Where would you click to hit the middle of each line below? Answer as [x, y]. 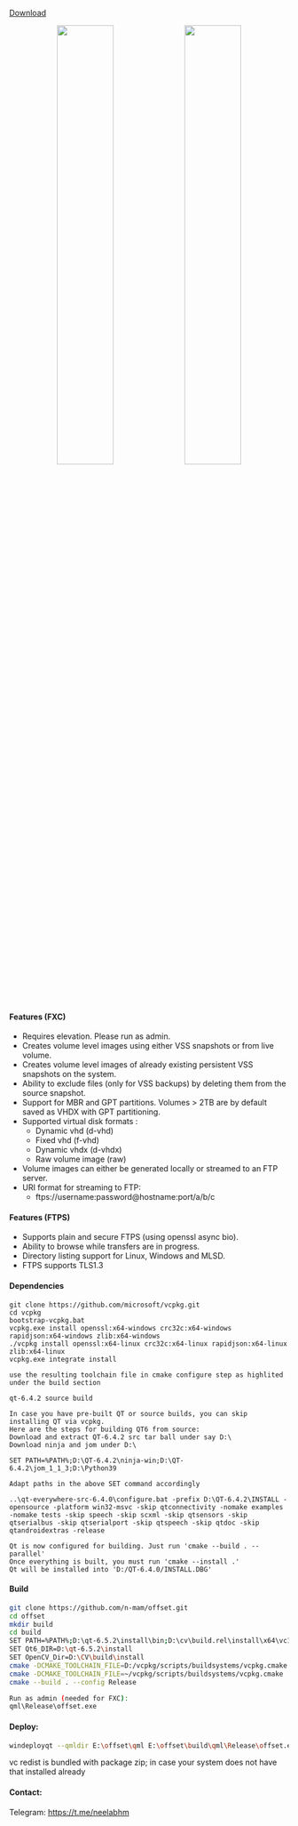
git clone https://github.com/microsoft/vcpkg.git [105, 1305]
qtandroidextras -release [57, 1530]
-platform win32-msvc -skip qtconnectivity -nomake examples [168, 1507]
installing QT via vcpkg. [57, 1421]
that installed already [47, 1772]
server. [35, 1178]
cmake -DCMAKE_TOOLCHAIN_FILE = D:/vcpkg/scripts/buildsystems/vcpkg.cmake [149, 1665]
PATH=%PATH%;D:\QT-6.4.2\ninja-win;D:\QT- [105, 1460]
